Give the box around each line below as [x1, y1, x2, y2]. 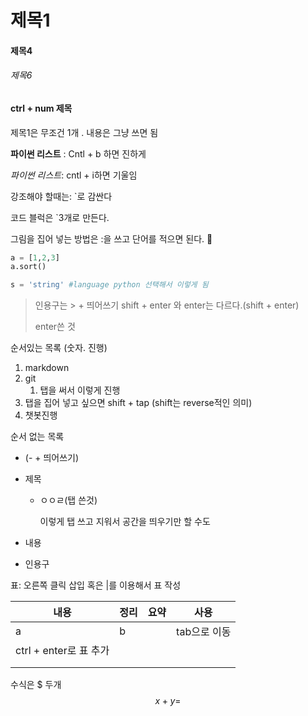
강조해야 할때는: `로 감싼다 [10, 190, 113, 202]
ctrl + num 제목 [10, 102, 73, 114]
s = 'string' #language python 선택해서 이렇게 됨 [10, 280, 209, 290]
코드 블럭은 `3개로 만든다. [10, 211, 110, 223]
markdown [24, 362, 70, 374]
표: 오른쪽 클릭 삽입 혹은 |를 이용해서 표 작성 [10, 579, 182, 591]
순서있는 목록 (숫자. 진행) [10, 342, 108, 354]
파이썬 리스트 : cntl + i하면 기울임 [10, 169, 138, 181]
